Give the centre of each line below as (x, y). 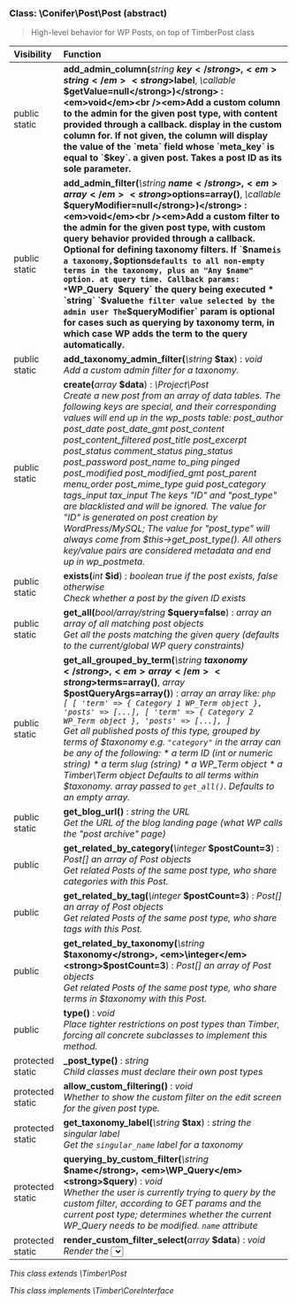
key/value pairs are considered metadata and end (167, 551)
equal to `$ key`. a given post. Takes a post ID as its (173, 158)
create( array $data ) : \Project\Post (136, 385)
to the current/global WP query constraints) (154, 646)
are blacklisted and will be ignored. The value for (165, 506)
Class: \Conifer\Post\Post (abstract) (88, 13)
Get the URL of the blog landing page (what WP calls (173, 823)
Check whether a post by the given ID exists (154, 598)
